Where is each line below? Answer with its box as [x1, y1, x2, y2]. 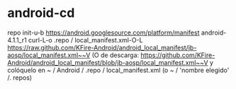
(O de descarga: [91, 51, 140, 59]
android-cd [7, 5, 75, 21]
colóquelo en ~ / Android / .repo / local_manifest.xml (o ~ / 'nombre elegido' [7, 66, 230, 74]
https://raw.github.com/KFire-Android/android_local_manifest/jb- [7, 43, 197, 52]
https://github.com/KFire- [140, 51, 215, 59]
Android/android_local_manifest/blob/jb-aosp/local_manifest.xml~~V [7, 58, 208, 66]
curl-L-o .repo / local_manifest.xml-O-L [28, 35, 143, 44]
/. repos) [7, 73, 33, 82]
